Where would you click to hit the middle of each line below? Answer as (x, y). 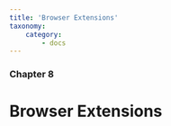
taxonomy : (28, 26)
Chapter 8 (31, 75)
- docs (54, 43)
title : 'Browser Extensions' (64, 18)
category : (44, 34)
